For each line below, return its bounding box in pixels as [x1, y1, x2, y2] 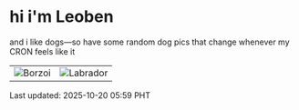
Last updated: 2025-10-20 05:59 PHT [9, 89, 151, 101]
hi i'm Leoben [9, 6, 114, 27]
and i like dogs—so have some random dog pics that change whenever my [9, 36, 290, 47]
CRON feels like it [9, 45, 76, 56]
